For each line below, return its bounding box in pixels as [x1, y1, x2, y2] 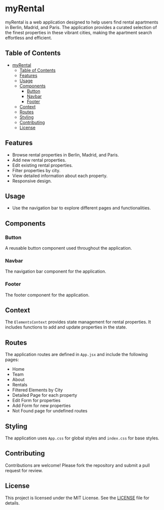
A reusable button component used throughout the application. [5, 245, 132, 251]
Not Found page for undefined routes [12, 408, 88, 414]
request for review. [5, 467, 43, 473]
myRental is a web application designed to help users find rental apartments [5, 19, 159, 25]
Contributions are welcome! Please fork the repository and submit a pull [5, 462, 150, 468]
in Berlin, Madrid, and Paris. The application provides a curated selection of [5, 24, 157, 30]
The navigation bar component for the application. [5, 268, 107, 275]
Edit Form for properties [12, 398, 61, 404]
